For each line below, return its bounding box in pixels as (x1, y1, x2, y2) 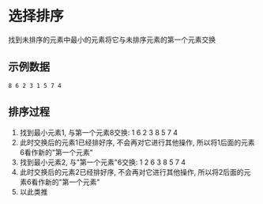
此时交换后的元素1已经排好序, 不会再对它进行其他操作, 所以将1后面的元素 (19, 138, 255, 147)
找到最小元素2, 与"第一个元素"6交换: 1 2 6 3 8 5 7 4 (19, 157, 186, 167)
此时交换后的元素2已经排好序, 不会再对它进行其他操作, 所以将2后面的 (19, 167, 244, 176)
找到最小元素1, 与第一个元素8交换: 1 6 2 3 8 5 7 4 (19, 127, 178, 137)
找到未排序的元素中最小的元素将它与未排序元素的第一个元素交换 (8, 35, 216, 44)
